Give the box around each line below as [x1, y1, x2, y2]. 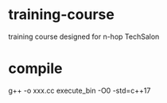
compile [8, 59, 63, 78]
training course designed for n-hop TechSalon [8, 32, 160, 41]
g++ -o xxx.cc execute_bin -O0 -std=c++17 [8, 86, 151, 95]
